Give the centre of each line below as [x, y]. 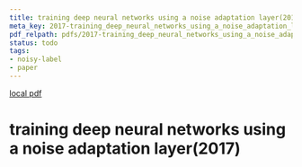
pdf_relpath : [34, 34]
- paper [24, 68]
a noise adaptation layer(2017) [125, 149]
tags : [19, 51]
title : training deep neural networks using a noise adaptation [132, 18]
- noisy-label [36, 59]
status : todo [34, 43]
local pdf [26, 93]
